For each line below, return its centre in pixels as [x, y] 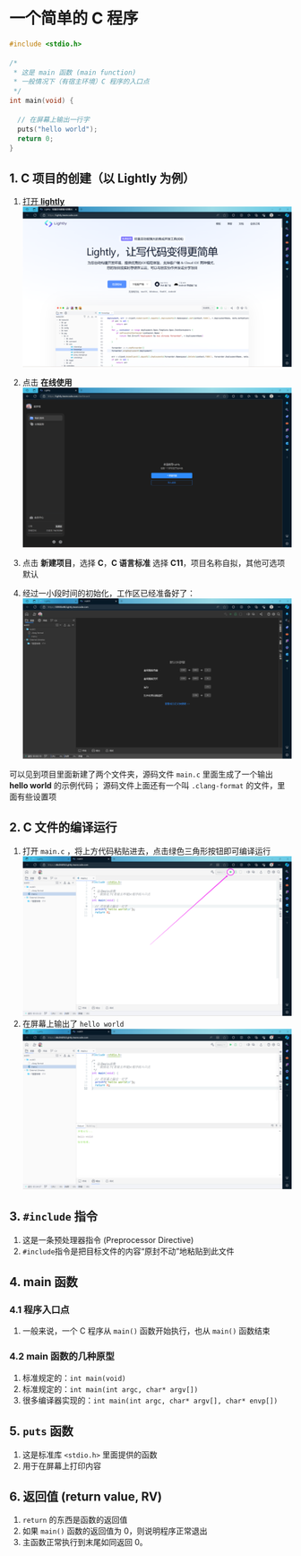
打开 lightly [43, 202]
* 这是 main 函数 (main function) [75, 73]
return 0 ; [35, 139]
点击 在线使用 [47, 382]
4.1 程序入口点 [39, 1310]
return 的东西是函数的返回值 [75, 1520]
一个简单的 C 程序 [74, 18]
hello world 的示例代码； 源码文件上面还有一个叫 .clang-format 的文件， [143, 785]
